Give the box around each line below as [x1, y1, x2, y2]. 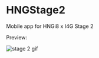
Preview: [6, 34, 28, 41]
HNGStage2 [6, 3, 66, 17]
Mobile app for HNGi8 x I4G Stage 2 [6, 23, 94, 30]
